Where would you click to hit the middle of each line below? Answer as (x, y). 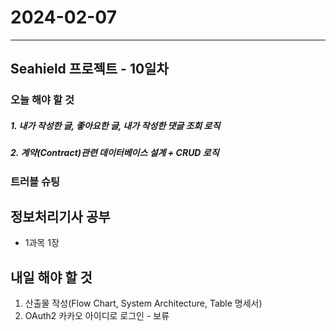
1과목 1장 (42, 243)
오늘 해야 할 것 (42, 100)
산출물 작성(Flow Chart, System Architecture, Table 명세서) (143, 303)
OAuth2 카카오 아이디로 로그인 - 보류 (97, 316)
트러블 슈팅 (35, 181)
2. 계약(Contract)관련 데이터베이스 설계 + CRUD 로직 (115, 153)
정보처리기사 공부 (60, 216)
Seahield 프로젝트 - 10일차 (89, 69)
